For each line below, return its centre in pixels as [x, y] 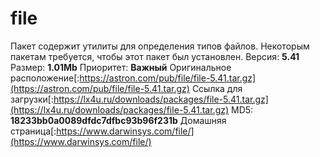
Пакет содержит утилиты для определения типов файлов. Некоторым [160, 46]
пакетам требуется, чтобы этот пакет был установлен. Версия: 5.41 [155, 56]
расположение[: [45, 78]
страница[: [33, 131]
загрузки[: [32, 99]
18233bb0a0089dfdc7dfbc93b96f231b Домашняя [118, 120]
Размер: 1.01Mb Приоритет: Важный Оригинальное [121, 67]
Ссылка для [217, 88]
